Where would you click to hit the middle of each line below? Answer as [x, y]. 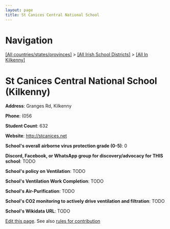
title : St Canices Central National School [52, 15]
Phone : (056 [19, 116]
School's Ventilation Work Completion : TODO [55, 181]
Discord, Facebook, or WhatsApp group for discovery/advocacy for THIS [84, 156]
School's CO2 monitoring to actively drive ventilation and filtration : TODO [85, 201]
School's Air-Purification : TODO [40, 191]
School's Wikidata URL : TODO [38, 211]
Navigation [29, 40]
